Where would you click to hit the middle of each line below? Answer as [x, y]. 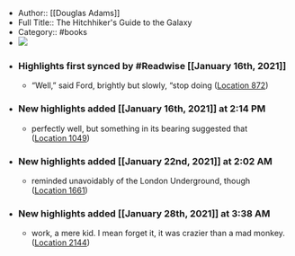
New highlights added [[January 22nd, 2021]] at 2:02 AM [145, 161]
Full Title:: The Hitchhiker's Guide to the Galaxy [105, 22]
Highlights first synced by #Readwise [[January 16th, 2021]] [152, 66]
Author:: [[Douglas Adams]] [69, 13]
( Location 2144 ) [61, 243]
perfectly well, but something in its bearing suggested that [139, 128]
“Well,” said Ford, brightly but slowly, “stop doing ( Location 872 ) [150, 85]
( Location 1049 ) [60, 137]
